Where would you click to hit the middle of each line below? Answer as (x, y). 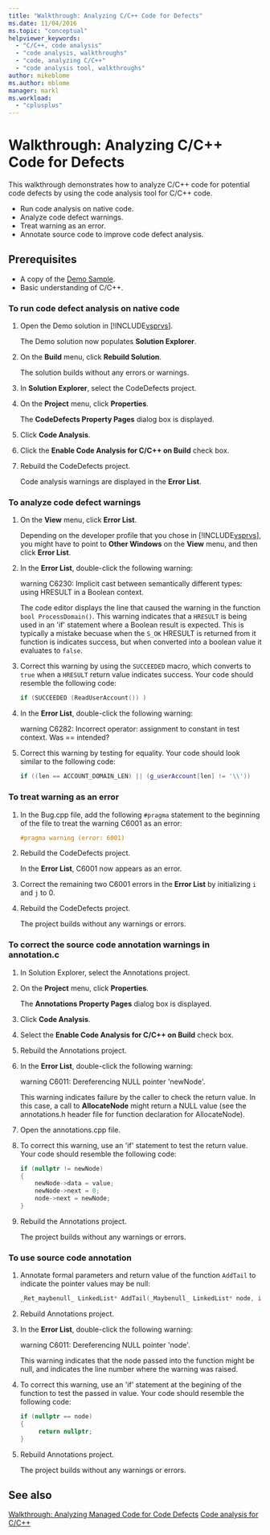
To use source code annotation (70, 1258)
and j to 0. (37, 893)
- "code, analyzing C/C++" (61, 61)
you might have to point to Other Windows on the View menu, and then (139, 544)
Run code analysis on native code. (77, 209)
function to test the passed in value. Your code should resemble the (132, 1393)
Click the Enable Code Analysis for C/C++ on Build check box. (125, 450)
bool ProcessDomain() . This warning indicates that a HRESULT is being (133, 617)
